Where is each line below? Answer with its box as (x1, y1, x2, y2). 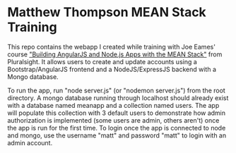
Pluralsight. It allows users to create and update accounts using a (7, 57, 198, 66)
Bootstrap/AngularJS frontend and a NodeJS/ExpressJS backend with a (7, 65, 217, 73)
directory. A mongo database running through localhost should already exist (7, 93, 229, 102)
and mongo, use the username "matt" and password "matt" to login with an (7, 131, 227, 140)
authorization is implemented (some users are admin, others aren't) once (7, 116, 220, 124)
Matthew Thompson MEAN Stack (7, 4, 206, 20)
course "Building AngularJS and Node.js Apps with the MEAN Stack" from (7, 50, 223, 59)
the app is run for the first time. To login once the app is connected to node (7, 123, 226, 132)
